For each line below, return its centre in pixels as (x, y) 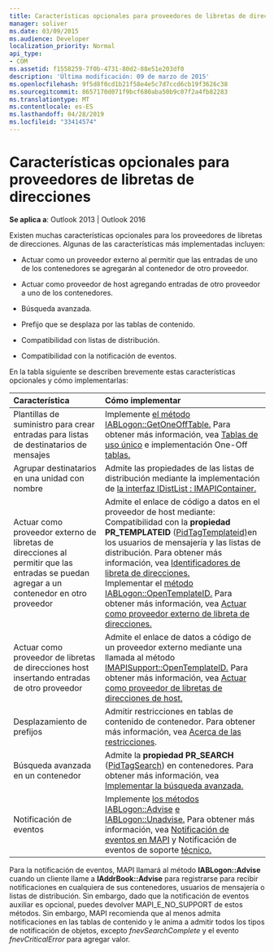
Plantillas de (37, 414)
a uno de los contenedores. (67, 292)
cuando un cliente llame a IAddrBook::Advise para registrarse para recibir (134, 878)
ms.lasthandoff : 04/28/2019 (57, 115)
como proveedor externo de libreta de (178, 613)
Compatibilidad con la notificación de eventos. (99, 356)
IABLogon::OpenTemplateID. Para (169, 593)
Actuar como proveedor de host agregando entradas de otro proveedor (141, 284)
